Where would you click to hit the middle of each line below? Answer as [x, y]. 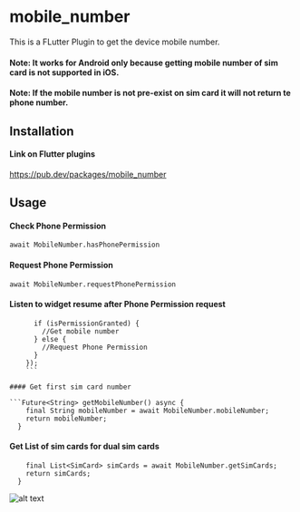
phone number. [39, 102]
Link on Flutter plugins [53, 154]
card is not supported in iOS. [64, 72]
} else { [50, 339]
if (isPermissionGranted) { [87, 324]
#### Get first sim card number [70, 387]
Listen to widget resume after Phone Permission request [118, 304]
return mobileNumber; [66, 419]
